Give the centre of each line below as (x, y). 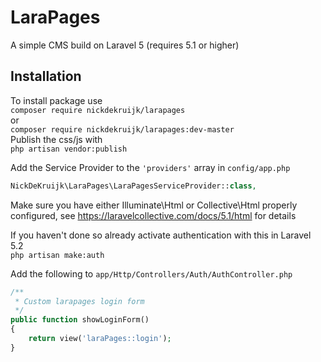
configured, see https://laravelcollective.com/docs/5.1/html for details (153, 215)
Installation (46, 76)
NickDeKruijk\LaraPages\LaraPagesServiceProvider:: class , (133, 186)
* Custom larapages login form (79, 301)
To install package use (56, 100)
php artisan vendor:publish (69, 149)
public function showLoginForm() (80, 320)
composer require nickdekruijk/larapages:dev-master (122, 129)
